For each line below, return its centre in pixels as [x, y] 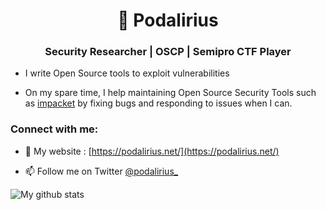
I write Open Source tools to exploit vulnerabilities [127, 73]
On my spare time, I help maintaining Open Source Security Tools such [170, 93]
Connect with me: [54, 129]
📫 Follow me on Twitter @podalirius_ [101, 171]
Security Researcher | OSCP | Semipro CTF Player [168, 52]
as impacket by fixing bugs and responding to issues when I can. [158, 103]
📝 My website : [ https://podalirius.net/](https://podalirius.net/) [152, 151]
